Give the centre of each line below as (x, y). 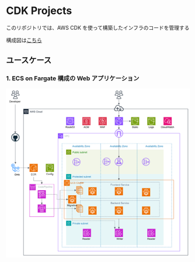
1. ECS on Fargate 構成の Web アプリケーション (73, 78)
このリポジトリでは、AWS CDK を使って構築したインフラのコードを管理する (98, 27)
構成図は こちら (24, 40)
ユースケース (29, 61)
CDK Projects (39, 11)
